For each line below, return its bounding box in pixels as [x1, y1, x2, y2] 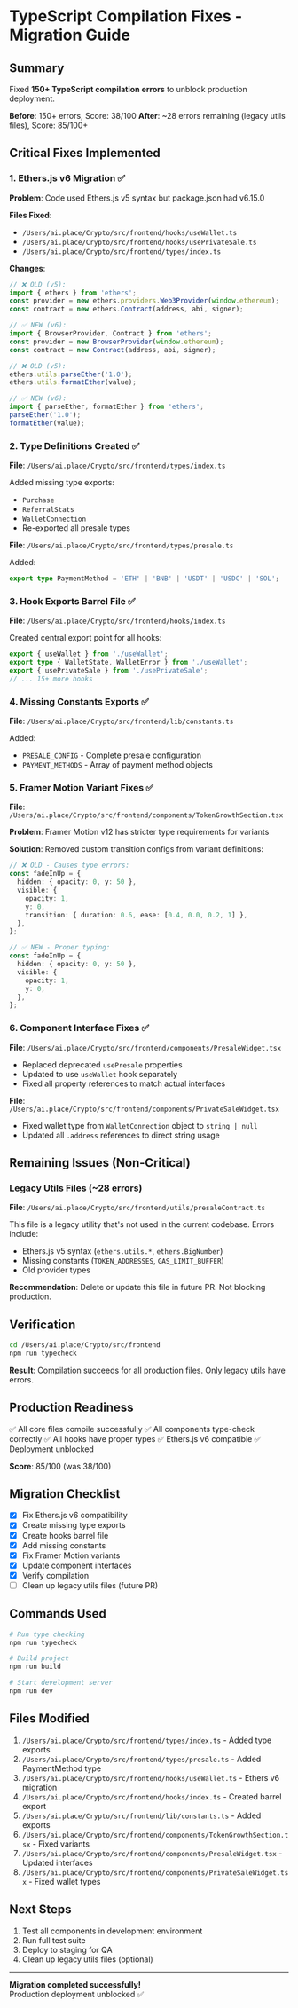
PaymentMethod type [21, 1763, 102, 1774]
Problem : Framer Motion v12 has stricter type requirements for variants [9, 827, 270, 838]
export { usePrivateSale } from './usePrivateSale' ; [9, 666, 208, 675]
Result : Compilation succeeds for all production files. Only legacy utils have [9, 1365, 286, 1375]
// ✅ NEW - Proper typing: [9, 943, 111, 952]
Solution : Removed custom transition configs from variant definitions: [9, 844, 264, 854]
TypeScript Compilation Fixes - [9, 6, 242, 27]
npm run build [9, 1662, 62, 1672]
